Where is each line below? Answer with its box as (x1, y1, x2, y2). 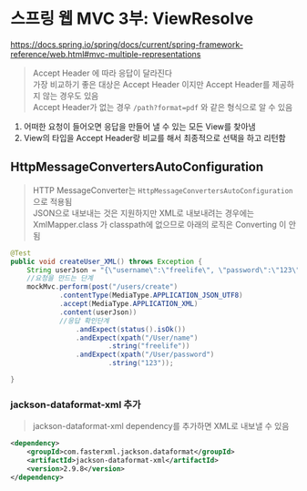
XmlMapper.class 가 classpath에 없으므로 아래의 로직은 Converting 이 (32, 219, 287, 230)
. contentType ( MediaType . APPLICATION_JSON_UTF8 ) (58, 291, 244, 301)
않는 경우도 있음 (42, 90, 99, 101)
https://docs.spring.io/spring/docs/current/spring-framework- (10, 38, 244, 50)
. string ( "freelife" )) (107, 342, 190, 351)
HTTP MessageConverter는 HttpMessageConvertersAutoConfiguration (32, 184, 294, 196)
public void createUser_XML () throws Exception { (10, 257, 203, 266)
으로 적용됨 (32, 196, 73, 207)
